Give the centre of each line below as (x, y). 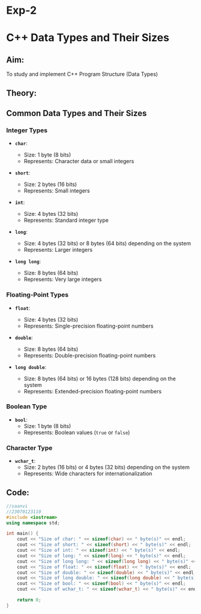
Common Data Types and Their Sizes (77, 113)
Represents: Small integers (57, 191)
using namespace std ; (33, 523)
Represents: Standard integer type (66, 220)
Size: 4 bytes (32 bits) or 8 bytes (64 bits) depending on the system (107, 243)
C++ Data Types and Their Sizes (88, 38)
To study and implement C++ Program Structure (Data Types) (82, 74)
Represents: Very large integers (63, 279)
